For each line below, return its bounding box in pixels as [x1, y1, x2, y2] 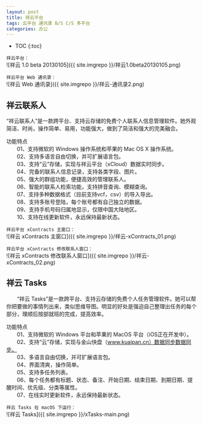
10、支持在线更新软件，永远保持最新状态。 [16, 213, 123, 221]
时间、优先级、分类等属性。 [11, 383, 80, 391]
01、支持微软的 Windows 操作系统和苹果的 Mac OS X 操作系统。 [16, 145, 177, 153]
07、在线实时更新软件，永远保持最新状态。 [16, 391, 124, 399]
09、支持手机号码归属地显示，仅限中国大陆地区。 [16, 206, 140, 213]
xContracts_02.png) [6, 259, 56, 267]
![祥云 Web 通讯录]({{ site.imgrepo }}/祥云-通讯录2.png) [6, 81, 145, 88]
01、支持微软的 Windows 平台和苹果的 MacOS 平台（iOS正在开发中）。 [16, 331, 192, 338]
